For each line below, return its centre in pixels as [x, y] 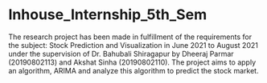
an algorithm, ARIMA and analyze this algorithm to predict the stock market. [133, 70]
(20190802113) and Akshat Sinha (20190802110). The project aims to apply [132, 62]
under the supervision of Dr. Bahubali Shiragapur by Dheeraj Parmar [121, 53]
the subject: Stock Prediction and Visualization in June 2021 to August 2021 [133, 45]
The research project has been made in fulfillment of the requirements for [130, 37]
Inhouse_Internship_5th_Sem [108, 15]
